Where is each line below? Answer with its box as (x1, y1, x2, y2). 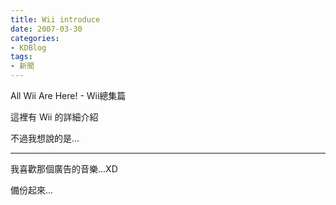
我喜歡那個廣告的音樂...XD (10, 163, 118, 175)
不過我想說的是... (10, 132, 80, 144)
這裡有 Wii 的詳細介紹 (10, 111, 99, 123)
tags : (10, 52, 33, 62)
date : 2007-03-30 (10, 24, 83, 34)
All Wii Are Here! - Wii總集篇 (10, 90, 127, 101)
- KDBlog (10, 42, 47, 53)
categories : (10, 33, 60, 43)
